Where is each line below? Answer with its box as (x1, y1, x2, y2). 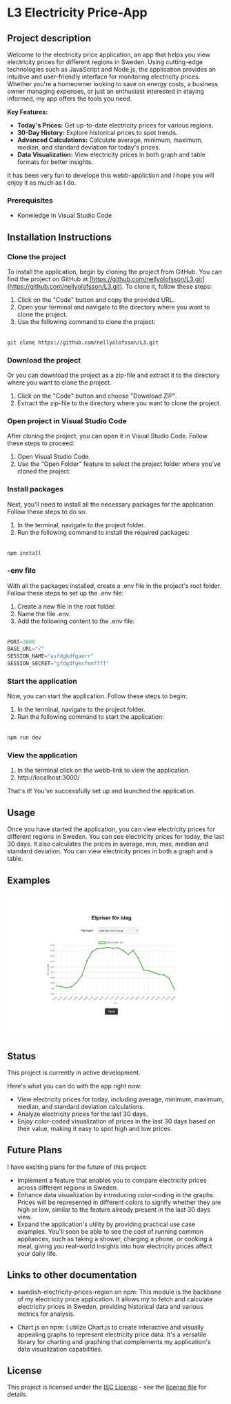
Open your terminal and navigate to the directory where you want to (17, 303, 210, 311)
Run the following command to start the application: (17, 713, 164, 721)
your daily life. (17, 1249, 58, 1257)
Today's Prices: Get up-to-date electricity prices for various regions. (17, 121, 214, 129)
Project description (7, 32, 92, 44)
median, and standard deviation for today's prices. (17, 143, 161, 151)
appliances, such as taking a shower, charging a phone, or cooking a (17, 1234, 212, 1243)
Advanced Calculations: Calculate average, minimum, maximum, (17, 136, 203, 144)
